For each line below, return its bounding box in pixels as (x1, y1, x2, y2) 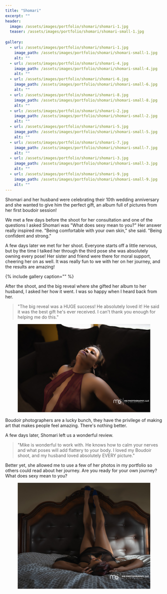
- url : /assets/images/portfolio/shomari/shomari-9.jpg (9, 171, 128, 176)
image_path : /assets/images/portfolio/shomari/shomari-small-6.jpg (14, 82, 157, 87)
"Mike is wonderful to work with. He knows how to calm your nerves (17, 441, 158, 447)
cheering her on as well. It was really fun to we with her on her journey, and (5, 258, 160, 264)
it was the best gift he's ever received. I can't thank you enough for (17, 308, 156, 314)
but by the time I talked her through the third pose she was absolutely (5, 247, 148, 253)
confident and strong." (5, 232, 51, 238)
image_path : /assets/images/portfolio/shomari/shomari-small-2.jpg (14, 113, 157, 118)
